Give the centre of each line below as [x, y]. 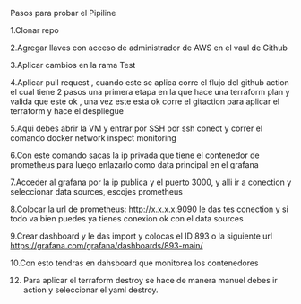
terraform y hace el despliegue [67, 111]
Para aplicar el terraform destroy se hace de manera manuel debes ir [150, 280]
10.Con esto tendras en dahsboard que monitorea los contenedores [134, 263]
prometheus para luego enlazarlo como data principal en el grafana [134, 165]
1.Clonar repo [34, 30]
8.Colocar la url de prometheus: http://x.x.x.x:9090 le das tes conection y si [150, 209]
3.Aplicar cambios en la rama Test [73, 65]
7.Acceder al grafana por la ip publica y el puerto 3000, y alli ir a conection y [151, 182]
